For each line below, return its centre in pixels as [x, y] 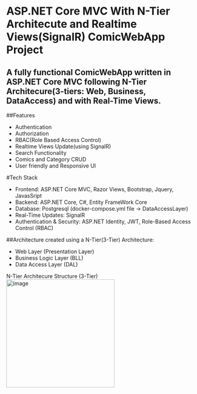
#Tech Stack [22, 178]
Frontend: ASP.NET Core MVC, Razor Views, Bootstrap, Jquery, [94, 189]
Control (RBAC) [34, 228]
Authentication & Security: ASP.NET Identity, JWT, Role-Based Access [103, 222]
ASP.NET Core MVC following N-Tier [77, 82]
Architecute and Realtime [72, 24]
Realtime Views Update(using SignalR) [63, 146]
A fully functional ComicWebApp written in [89, 72]
